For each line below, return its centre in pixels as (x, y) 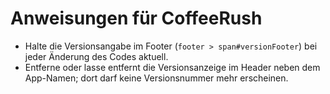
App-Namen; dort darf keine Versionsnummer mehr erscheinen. (156, 78)
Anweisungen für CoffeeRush (136, 18)
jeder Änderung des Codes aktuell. (96, 56)
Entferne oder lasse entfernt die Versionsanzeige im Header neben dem (172, 67)
